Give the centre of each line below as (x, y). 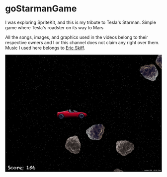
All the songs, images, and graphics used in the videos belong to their (77, 37)
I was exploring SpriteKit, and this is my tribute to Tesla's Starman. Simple (81, 22)
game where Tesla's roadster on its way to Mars (54, 27)
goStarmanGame (41, 9)
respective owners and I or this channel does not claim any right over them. (83, 42)
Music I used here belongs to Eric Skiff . (45, 48)
